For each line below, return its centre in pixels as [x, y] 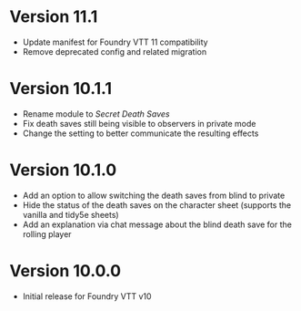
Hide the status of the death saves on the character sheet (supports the [157, 205]
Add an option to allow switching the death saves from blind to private [154, 195]
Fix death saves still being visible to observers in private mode [139, 123]
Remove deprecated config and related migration [115, 51]
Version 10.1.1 [60, 89]
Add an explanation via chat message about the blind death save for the [157, 224]
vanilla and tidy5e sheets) [71, 214]
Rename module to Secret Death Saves [96, 114]
